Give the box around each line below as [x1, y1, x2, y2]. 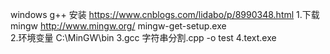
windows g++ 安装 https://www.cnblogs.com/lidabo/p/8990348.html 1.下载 [10, 9, 320, 20]
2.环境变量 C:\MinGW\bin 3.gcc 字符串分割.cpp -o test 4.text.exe [10, 32, 277, 43]
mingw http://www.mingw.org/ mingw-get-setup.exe [10, 20, 227, 32]
